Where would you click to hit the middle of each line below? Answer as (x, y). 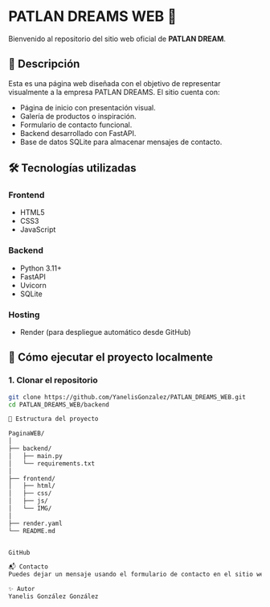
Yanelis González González (53, 597)
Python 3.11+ (41, 268)
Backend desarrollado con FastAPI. (78, 133)
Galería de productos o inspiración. (78, 116)
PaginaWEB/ (27, 434)
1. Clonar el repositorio (53, 380)
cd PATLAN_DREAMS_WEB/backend (59, 405)
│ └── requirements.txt (51, 463)
